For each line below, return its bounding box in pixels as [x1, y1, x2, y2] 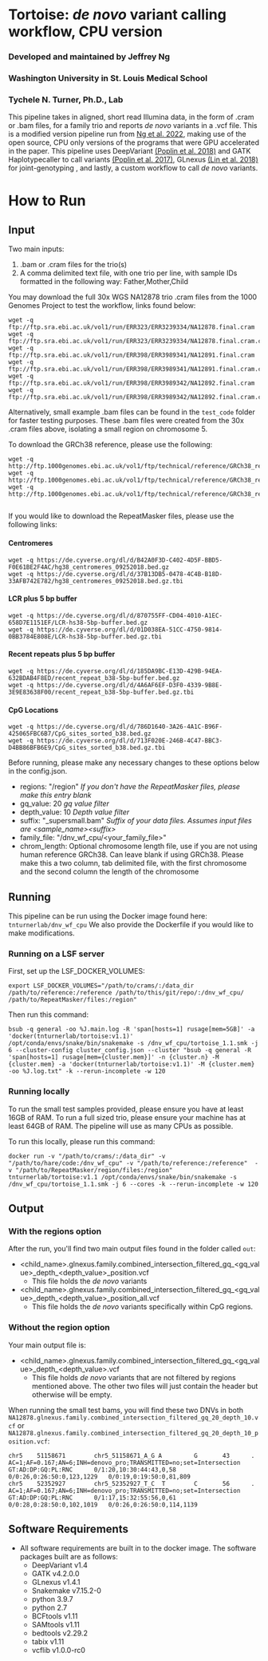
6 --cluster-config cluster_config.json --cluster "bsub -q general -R [8, 1047, 251, 1055]
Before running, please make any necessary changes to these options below [8, 758, 260, 767]
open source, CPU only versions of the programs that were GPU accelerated [8, 138, 259, 147]
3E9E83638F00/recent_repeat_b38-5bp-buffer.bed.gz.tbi [8, 688, 195, 696]
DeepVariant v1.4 [31, 1560, 88, 1570]
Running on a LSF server [8, 948, 105, 959]
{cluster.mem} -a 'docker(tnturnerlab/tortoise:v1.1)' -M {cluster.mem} [8, 1060, 255, 1069]
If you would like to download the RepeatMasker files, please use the [8, 511, 235, 521]
